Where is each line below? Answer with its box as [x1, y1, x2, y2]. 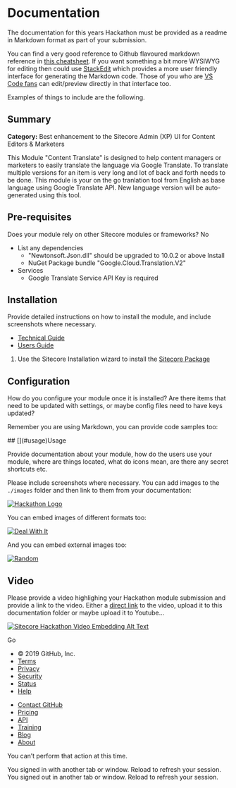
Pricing [17, 708, 39, 716]
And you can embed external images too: [7, 541, 127, 549]
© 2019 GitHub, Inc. [17, 650, 75, 658]
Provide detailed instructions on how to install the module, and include [7, 312, 211, 321]
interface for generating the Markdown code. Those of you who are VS [7, 72, 213, 80]
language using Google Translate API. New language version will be [7, 183, 204, 192]
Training [17, 723, 42, 731]
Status [17, 679, 37, 688]
